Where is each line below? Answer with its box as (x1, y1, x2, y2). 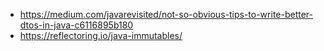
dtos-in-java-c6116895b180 (19, 19, 134, 31)
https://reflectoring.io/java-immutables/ (19, 30, 183, 41)
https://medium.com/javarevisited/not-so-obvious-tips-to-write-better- (19, 9, 313, 20)
